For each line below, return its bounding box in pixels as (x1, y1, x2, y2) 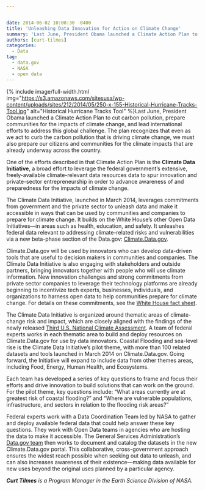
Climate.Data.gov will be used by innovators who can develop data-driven (6, 247, 192, 254)
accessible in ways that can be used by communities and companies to (6, 209, 185, 216)
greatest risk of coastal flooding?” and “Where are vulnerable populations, (6, 394, 193, 402)
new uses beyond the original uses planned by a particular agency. (6, 465, 175, 472)
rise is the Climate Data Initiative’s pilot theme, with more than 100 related (6, 344, 190, 351)
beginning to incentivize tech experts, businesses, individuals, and (6, 286, 173, 293)
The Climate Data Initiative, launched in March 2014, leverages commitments (6, 196, 199, 203)
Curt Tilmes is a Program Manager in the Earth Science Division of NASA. (6, 477, 193, 484)
